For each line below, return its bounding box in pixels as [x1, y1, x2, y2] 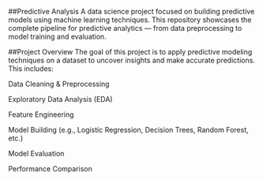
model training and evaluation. [8, 32, 107, 41]
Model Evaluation [8, 149, 65, 158]
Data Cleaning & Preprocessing [8, 79, 110, 88]
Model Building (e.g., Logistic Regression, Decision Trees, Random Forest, [8, 126, 249, 134]
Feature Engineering [8, 110, 74, 119]
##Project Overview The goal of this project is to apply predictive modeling [8, 47, 253, 56]
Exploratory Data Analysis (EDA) [8, 95, 113, 103]
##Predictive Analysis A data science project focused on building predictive [8, 7, 255, 16]
